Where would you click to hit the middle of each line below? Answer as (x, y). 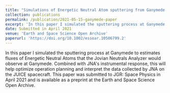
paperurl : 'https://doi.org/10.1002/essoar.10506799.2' (66, 39)
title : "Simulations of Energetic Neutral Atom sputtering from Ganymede (85, 10)
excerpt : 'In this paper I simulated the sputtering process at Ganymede (85, 24)
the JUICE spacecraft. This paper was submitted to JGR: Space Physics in (83, 74)
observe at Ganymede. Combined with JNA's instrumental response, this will (86, 64)
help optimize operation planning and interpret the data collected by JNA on (85, 69)
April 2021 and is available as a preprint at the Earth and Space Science (80, 80)
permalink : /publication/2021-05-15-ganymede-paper (61, 19)
